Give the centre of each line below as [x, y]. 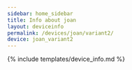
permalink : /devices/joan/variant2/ [60, 33]
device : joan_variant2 [40, 40]
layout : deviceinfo [36, 26]
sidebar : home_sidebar [40, 14]
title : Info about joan [42, 20]
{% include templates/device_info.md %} [66, 59]
